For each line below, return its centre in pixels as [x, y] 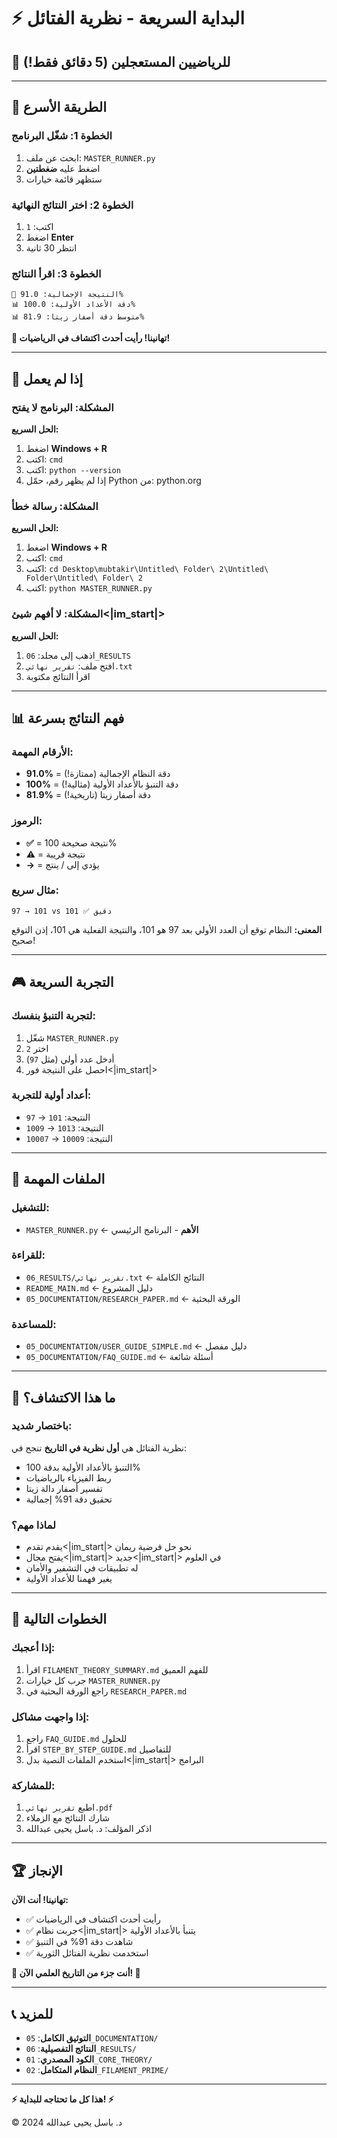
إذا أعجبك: [33, 1648]
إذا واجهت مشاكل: [50, 1717]
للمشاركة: [33, 1785]
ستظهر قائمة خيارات [64, 179]
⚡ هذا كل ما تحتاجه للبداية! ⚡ [62, 2099]
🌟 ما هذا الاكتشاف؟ [63, 1397]
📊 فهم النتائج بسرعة [68, 718]
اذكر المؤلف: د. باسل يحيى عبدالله [89, 1829]
